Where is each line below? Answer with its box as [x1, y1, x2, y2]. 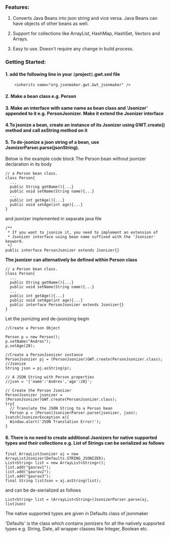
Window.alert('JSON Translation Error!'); [10, 419, 101, 424]
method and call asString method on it [5, 127, 88, 134]
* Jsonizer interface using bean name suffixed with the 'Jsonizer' [7, 235, 156, 240]
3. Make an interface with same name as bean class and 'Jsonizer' [5, 105, 148, 111]
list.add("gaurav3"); [5, 473, 51, 479]
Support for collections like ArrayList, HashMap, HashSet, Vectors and [12, 31, 160, 37]
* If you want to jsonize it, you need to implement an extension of [7, 230, 158, 235]
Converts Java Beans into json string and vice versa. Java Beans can [12, 15, 158, 21]
